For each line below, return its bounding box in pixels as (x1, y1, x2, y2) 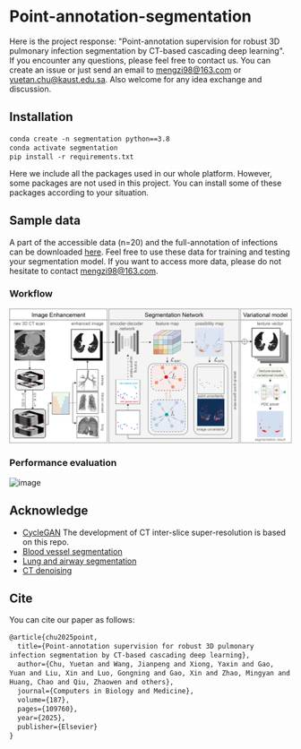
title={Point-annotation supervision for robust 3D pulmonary (17, 642, 254, 651)
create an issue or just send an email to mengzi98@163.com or (9, 65, 242, 75)
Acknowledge (9, 504, 89, 519)
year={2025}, (17, 714, 66, 723)
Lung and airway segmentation (21, 555, 137, 566)
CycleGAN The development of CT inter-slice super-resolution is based (21, 527, 287, 538)
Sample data (9, 213, 81, 228)
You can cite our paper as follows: (9, 615, 135, 625)
